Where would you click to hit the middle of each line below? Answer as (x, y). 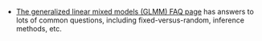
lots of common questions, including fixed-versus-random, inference (130, 20)
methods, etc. (39, 29)
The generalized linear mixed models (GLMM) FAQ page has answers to (135, 12)
